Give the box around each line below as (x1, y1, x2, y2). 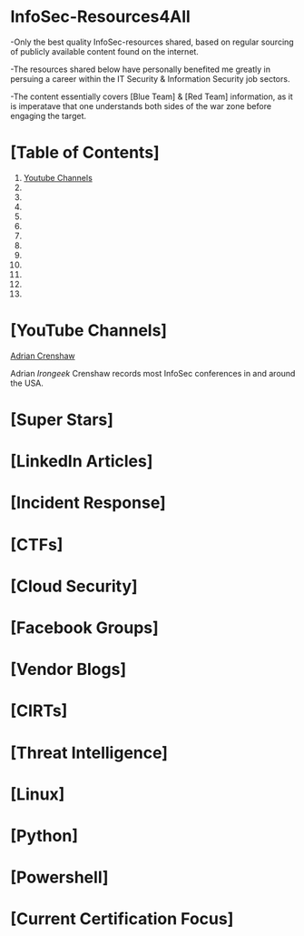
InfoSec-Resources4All (10, 6, 191, 27)
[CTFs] (10, 534, 64, 555)
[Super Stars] (10, 409, 114, 429)
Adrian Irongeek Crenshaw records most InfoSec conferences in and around (10, 367, 296, 378)
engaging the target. (10, 110, 87, 121)
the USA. (10, 377, 44, 388)
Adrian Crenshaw (10, 350, 75, 361)
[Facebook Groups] (10, 617, 160, 638)
